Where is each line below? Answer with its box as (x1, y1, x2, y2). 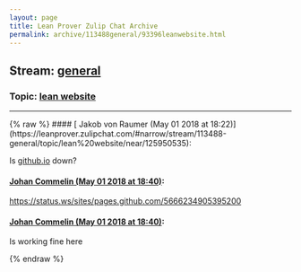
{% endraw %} (9, 253, 64, 265)
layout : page (9, 13, 58, 22)
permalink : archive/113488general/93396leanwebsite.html (9, 30, 227, 39)
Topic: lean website (9, 90, 97, 102)
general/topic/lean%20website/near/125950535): (9, 138, 192, 149)
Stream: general (9, 63, 101, 78)
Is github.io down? (9, 155, 78, 166)
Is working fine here (9, 236, 83, 247)
